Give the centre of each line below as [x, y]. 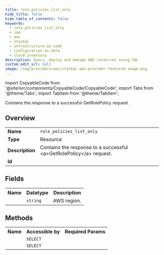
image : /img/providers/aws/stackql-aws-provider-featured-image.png [76, 69]
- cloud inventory [28, 55]
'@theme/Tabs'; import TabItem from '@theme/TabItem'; [62, 93]
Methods [19, 218]
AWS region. [67, 201]
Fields [15, 179]
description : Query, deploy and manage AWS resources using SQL [72, 60]
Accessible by [43, 232]
